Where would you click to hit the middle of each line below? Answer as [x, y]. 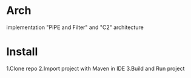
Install [22, 52]
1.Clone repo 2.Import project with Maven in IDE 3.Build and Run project [95, 68]
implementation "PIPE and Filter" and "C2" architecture [75, 27]
